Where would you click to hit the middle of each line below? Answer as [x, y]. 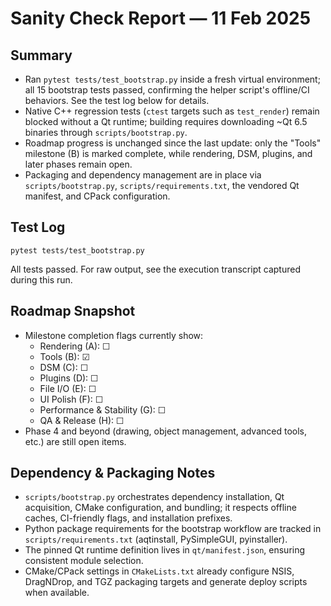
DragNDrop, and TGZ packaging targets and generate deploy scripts [166, 582]
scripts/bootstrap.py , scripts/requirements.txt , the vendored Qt [162, 185]
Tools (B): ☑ [64, 356]
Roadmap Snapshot [73, 311]
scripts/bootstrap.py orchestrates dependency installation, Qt [154, 497]
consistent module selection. [84, 561]
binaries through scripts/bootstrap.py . [106, 132]
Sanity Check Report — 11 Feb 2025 [161, 18]
